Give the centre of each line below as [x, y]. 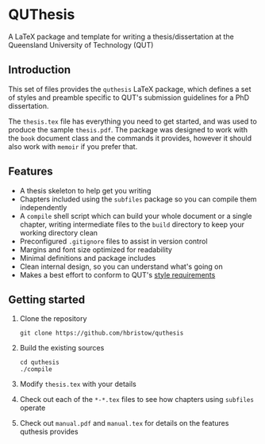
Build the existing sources [62, 348]
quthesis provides [49, 432]
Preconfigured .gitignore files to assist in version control [113, 241]
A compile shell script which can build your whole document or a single [136, 216]
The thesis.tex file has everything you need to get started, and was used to [133, 121]
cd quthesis [39, 362]
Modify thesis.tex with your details [78, 384]
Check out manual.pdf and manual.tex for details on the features [124, 423]
